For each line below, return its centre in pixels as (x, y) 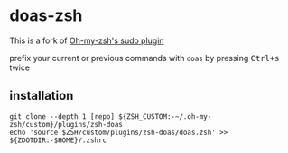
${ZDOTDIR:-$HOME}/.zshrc (58, 140)
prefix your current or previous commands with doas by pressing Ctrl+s (144, 58)
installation (42, 96)
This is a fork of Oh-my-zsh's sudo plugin (87, 40)
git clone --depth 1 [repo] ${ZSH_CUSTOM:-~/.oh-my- (111, 117)
